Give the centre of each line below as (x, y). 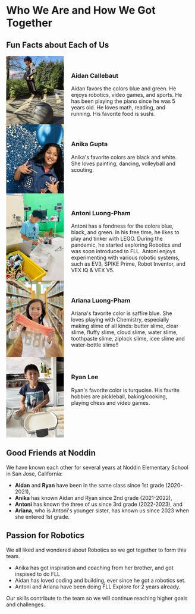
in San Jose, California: (34, 474)
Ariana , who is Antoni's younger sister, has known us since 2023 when (102, 510)
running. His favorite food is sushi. (113, 114)
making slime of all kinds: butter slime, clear (125, 326)
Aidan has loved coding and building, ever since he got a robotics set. (100, 580)
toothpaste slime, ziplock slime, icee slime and (128, 339)
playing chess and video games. (111, 402)
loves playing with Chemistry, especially (120, 320)
